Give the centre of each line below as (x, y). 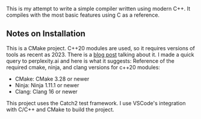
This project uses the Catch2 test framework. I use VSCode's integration (96, 103)
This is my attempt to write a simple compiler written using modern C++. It (98, 9)
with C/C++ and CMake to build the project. (60, 109)
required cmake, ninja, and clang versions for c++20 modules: (83, 67)
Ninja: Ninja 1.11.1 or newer (47, 85)
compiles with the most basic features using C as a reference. (83, 15)
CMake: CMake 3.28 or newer (52, 79)
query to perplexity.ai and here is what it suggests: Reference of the (90, 61)
